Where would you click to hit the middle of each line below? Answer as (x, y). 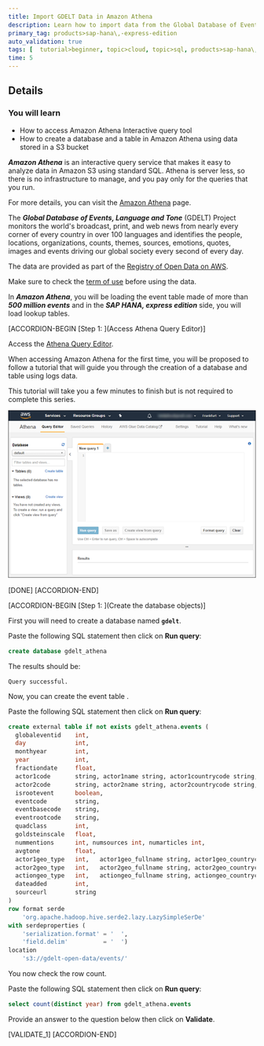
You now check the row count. (57, 974)
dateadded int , (52, 884)
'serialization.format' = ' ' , (75, 934)
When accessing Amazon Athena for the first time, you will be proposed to (128, 359)
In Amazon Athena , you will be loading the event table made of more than (128, 296)
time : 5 (21, 58)
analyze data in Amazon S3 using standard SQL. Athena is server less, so (126, 170)
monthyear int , (52, 752)
